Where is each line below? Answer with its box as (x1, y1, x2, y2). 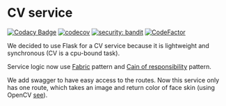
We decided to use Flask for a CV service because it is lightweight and (7, 41, 210, 50)
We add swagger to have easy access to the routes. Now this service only (7, 75, 220, 84)
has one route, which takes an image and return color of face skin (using (7, 83, 216, 91)
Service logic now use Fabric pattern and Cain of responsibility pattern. (7, 62, 212, 70)
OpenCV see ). (7, 91, 48, 99)
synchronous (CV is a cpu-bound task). (7, 49, 120, 57)
